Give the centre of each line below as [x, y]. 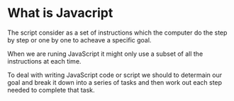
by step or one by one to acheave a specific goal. [79, 40]
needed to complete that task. [51, 90]
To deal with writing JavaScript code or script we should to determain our [115, 75]
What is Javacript [60, 13]
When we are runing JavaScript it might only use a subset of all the [105, 54]
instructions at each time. [44, 61]
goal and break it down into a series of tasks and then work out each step [115, 82]
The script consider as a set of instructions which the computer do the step [117, 32]
